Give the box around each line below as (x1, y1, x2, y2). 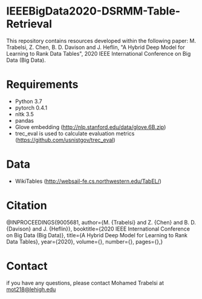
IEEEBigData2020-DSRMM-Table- (6, 4, 180, 18)
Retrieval (6, 17, 53, 31)
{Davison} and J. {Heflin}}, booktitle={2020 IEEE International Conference (6, 225, 191, 232)
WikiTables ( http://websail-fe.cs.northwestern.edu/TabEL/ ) (15, 177, 162, 185)
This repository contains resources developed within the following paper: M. (6, 37, 197, 44)
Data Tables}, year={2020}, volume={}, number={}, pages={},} (6, 238, 163, 245)
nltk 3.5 (15, 110, 34, 117)
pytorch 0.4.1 (15, 104, 47, 111)
